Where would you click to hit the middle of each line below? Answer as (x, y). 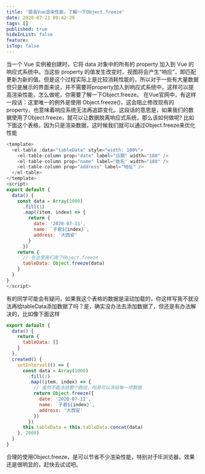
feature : (17, 40)
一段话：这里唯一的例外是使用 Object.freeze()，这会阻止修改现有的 (90, 102)
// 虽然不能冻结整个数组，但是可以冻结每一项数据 (88, 388)
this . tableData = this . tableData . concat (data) (83, 428)
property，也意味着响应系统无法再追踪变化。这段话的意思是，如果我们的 (97, 110)
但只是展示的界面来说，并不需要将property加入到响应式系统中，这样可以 (97, 87)
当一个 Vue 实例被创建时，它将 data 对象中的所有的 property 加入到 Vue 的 (100, 64)
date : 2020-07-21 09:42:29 (41, 18)
